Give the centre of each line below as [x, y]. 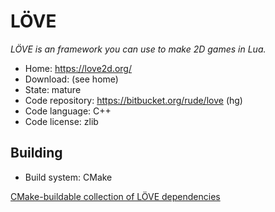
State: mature [53, 89]
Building [36, 153]
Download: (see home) [71, 79]
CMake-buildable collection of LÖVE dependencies [115, 196]
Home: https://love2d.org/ [78, 68]
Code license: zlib [61, 121]
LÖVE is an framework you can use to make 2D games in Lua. [138, 49]
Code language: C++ [68, 111]
